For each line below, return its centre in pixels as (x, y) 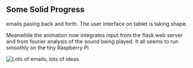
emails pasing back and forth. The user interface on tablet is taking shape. (97, 23)
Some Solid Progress (45, 10)
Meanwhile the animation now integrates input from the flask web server (94, 35)
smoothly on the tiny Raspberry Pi (47, 47)
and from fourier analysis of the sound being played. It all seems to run (92, 41)
